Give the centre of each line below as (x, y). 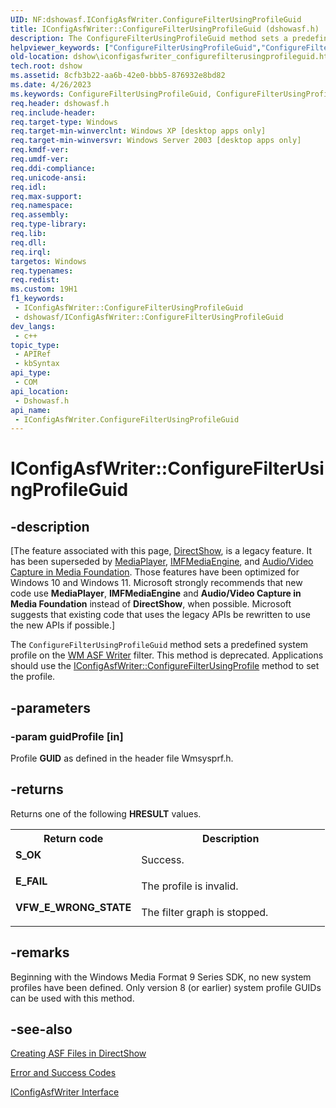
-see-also (41, 1029)
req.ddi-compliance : (53, 168)
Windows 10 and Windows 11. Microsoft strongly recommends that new (156, 583)
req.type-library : (48, 224)
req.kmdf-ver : (40, 150)
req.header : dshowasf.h (60, 103)
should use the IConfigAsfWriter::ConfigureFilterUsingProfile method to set (165, 666)
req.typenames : (42, 271)
